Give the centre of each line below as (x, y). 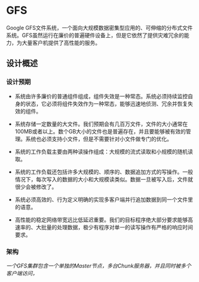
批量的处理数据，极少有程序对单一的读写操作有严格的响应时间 (117, 227)
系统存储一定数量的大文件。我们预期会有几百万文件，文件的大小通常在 (101, 124)
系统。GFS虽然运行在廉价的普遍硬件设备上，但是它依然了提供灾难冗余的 (95, 35)
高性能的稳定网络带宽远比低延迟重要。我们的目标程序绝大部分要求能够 (101, 220)
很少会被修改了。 (36, 187)
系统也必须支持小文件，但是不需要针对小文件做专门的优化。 (99, 139)
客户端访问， (22, 273)
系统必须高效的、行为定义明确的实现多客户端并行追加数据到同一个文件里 (104, 199)
